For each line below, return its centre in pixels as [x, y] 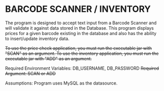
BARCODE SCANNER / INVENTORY [78, 9]
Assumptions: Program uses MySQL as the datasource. [61, 83]
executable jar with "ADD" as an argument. [49, 58]
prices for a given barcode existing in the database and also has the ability [81, 33]
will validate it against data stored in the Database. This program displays [80, 28]
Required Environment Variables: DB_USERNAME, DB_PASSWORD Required [82, 68]
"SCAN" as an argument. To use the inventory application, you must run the [82, 53]
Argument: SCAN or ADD [30, 73]
